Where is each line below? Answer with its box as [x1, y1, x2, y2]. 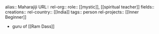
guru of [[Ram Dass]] [12, 23, 55, 29]
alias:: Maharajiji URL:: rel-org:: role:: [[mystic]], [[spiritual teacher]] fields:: [5, 4, 155, 10]
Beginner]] [5, 14, 27, 20]
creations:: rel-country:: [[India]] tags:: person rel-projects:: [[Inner [5, 9, 139, 15]
